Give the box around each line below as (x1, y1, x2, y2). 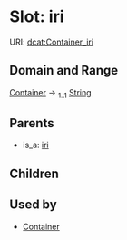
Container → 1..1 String (9, 86, 93, 100)
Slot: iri (9, 6, 65, 27)
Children (9, 165, 59, 181)
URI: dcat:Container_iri (9, 36, 93, 47)
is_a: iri (22, 139, 49, 151)
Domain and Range (9, 63, 119, 78)
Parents (9, 115, 54, 131)
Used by (9, 197, 57, 213)
